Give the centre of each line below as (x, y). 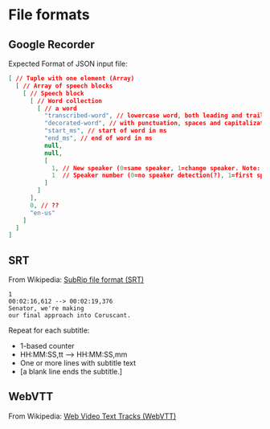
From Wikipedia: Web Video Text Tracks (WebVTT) (92, 416)
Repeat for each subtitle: (49, 330)
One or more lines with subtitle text (78, 363)
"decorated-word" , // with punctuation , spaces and (132, 123)
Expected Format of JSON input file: (68, 63)
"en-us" (43, 213)
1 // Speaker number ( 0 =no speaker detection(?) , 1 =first (152, 176)
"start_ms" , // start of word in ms (105, 131)
